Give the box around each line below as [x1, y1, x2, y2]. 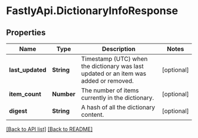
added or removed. [81, 77, 134, 85]
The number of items [81, 86, 140, 95]
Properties [6, 28, 46, 38]
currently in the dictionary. [81, 94, 154, 102]
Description [102, 45, 136, 53]
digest [9, 107, 28, 115]
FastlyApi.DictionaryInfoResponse [6, 4, 179, 18]
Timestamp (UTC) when [81, 55, 148, 63]
